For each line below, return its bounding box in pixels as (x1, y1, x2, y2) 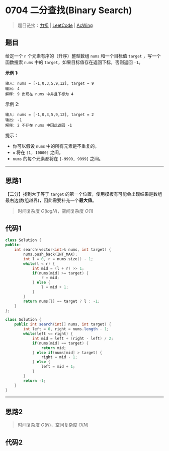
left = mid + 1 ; (41, 364, 75, 369)
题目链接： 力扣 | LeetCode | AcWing (17, 22, 93, 28)
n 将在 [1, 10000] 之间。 (12, 149, 64, 155)
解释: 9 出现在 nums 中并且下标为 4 (5, 91, 74, 96)
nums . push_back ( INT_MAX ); (23, 252, 78, 257)
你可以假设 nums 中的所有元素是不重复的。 (12, 143, 100, 149)
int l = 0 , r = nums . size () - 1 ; (23, 256, 94, 261)
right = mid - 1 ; (41, 355, 78, 360)
